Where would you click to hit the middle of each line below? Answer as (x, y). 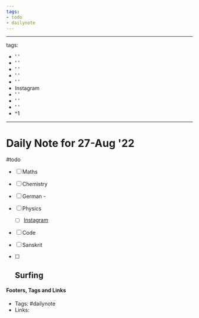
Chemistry (35, 184)
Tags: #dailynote (35, 303)
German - (34, 196)
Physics (32, 209)
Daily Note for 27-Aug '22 (70, 143)
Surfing (29, 275)
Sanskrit (32, 245)
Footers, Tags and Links (36, 290)
